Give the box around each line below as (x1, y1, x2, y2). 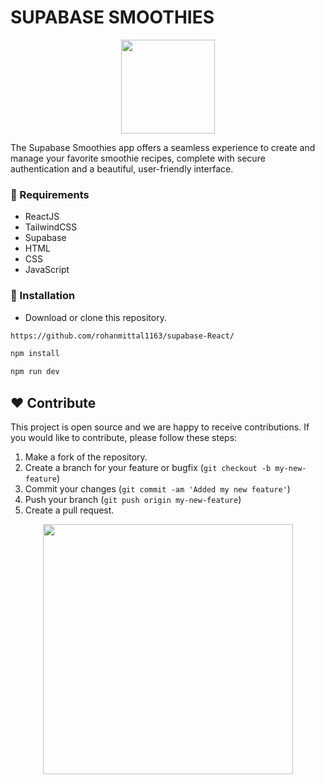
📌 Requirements (10, 187, 90, 201)
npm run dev (10, 367, 60, 377)
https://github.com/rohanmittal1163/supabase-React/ (10, 331, 235, 341)
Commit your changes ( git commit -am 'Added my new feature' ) (24, 482, 291, 495)
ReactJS (24, 211, 60, 223)
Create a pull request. (24, 504, 115, 516)
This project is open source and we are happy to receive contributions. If (10, 421, 310, 433)
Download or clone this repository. (24, 311, 167, 323)
